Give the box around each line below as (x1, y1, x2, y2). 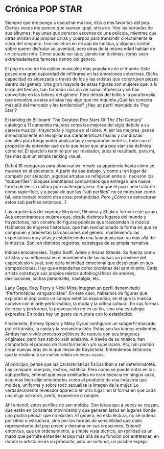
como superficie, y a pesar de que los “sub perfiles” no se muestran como (5, 189, 155, 195)
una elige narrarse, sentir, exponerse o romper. (5, 392, 100, 398)
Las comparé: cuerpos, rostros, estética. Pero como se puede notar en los (5, 366, 155, 372)
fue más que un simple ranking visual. (5, 153, 82, 159)
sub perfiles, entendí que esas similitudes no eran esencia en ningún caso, (5, 372, 156, 377)
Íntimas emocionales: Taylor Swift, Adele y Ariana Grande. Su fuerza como (5, 249, 156, 255)
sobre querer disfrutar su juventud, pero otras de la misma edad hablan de (5, 46, 155, 51)
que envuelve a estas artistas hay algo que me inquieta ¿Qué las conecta (5, 97, 153, 102)
